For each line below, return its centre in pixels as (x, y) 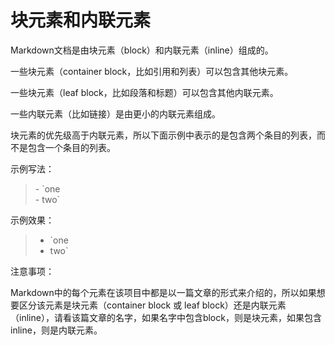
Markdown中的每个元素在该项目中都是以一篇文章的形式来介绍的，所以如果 (163, 292)
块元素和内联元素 (81, 20)
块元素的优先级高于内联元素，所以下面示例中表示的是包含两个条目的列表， (163, 135)
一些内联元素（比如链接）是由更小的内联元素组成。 (115, 113)
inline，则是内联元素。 (56, 330)
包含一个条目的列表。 (71, 147)
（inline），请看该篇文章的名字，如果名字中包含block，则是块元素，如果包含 (166, 317)
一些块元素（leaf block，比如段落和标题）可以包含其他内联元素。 (144, 92)
